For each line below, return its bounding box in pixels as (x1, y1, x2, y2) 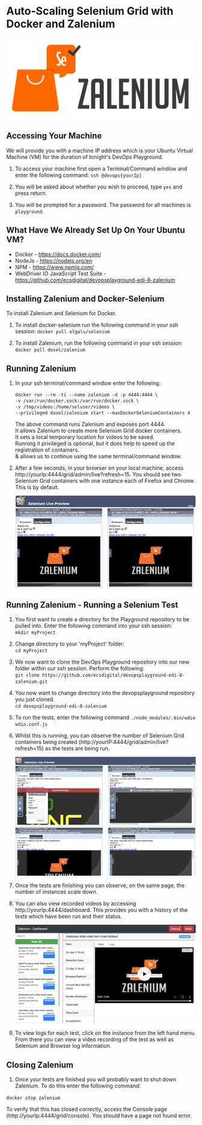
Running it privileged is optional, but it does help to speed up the (14, 440, 176, 447)
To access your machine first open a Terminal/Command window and (14, 165, 188, 172)
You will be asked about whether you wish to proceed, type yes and (14, 183, 182, 190)
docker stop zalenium (6, 1095, 61, 1101)
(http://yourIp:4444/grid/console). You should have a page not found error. (6, 1112, 192, 1120)
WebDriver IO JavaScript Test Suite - (14, 270, 106, 277)
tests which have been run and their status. (14, 913, 122, 920)
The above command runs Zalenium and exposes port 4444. (14, 421, 166, 428)
